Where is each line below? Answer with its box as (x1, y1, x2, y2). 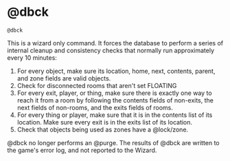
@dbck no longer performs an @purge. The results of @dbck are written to (7, 138, 220, 147)
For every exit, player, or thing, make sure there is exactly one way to (16, 89, 212, 97)
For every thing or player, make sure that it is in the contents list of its (16, 111, 213, 119)
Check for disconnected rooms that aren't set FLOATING (16, 81, 177, 89)
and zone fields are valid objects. (16, 74, 111, 83)
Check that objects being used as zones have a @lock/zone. (16, 125, 189, 133)
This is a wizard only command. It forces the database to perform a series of (7, 39, 224, 47)
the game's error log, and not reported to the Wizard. (7, 146, 157, 154)
